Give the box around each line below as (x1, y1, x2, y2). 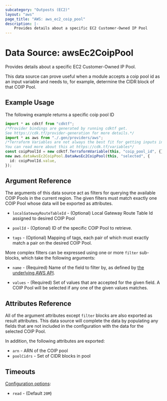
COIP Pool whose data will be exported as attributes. (5, 200, 113, 207)
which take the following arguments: (21, 255, 95, 261)
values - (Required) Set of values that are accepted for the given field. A (12, 279, 160, 285)
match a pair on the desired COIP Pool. (12, 240, 92, 246)
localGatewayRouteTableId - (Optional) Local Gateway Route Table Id (12, 210, 153, 216)
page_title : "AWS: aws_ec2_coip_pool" (5, 16, 85, 21)
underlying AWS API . (12, 270, 56, 276)
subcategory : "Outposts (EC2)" (5, 7, 70, 12)
